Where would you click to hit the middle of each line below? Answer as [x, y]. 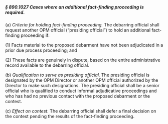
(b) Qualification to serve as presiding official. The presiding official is [77, 75]
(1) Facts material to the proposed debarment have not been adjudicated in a [84, 45]
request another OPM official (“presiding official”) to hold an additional [78, 30]
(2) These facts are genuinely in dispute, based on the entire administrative [83, 60]
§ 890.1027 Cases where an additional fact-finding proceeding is [74, 7]
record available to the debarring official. [47, 65]
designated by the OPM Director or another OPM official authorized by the [82, 80]
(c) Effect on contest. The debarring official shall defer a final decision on [81, 111]
